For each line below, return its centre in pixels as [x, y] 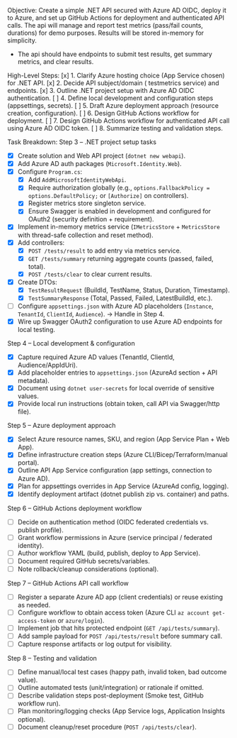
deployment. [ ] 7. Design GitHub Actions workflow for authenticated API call [118, 121]
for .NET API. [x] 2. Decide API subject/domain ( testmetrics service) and [113, 83]
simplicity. [22, 40]
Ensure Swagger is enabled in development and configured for [119, 211]
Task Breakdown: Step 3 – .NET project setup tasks [82, 142]
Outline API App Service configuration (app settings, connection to [115, 470]
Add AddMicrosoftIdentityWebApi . [77, 180]
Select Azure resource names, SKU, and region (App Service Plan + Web [123, 439]
